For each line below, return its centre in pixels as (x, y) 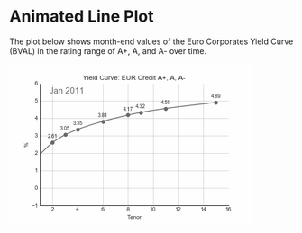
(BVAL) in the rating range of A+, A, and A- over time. (108, 50)
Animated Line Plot (82, 17)
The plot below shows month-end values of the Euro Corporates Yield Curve (151, 41)
